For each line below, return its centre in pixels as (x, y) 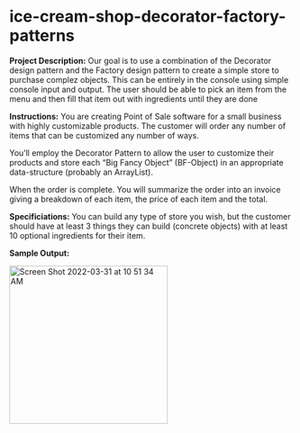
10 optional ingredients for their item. (77, 235)
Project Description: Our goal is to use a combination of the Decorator (141, 60)
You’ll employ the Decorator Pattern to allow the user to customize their (142, 153)
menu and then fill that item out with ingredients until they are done (134, 99)
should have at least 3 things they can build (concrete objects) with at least (149, 226)
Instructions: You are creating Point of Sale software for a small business (145, 116)
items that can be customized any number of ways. (105, 135)
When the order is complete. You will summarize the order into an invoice (145, 189)
